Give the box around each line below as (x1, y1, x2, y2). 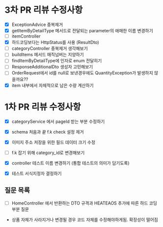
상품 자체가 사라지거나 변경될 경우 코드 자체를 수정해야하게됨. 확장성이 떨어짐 (11, 216, 159, 223)
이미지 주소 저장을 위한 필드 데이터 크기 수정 (11, 139, 96, 145)
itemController (11, 33, 41, 39)
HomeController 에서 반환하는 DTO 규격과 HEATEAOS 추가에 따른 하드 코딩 (11, 200, 158, 206)
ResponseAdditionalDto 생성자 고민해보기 (11, 64, 93, 70)
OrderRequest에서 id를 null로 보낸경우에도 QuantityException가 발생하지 (11, 70, 153, 76)
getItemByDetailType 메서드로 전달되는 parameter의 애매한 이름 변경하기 (11, 28, 153, 33)
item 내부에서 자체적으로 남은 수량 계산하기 (11, 82, 94, 88)
